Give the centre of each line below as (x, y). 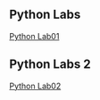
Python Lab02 (35, 86)
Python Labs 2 (50, 65)
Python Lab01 (34, 36)
